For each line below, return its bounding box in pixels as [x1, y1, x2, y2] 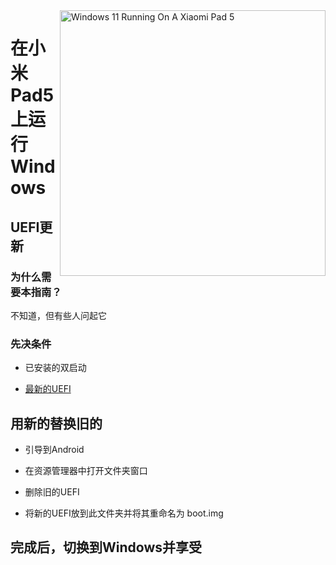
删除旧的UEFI [24, 485, 80, 498]
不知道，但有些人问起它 [10, 309, 107, 321]
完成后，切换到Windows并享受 [10, 539, 202, 556]
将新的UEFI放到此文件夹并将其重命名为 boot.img [24, 507, 224, 519]
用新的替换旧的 [10, 415, 103, 432]
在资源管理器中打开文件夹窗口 [24, 464, 148, 476]
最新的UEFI [24, 383, 72, 395]
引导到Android [24, 443, 85, 455]
